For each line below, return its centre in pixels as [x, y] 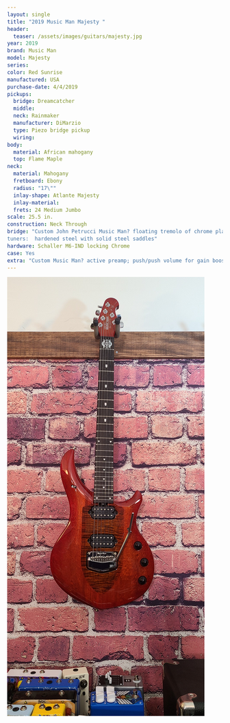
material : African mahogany [53, 152]
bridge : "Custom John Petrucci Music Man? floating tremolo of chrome [110, 232]
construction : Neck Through [47, 224]
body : [15, 145]
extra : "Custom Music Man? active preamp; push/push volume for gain [108, 261]
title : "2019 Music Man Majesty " [56, 22]
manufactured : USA [33, 80]
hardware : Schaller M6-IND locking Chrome [68, 246]
